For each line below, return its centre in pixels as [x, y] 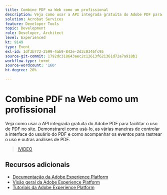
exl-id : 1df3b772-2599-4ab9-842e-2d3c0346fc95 [54, 51]
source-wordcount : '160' [31, 65]
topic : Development [25, 28]
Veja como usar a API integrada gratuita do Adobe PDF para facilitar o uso [81, 123]
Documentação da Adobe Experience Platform [60, 177]
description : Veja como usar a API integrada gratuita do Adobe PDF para [84, 14]
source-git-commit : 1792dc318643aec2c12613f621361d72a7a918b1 [71, 56]
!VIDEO [25, 149]
